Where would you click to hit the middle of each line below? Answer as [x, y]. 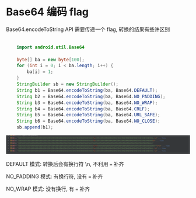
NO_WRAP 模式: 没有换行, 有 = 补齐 [48, 189]
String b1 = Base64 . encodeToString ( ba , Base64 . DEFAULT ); [87, 90]
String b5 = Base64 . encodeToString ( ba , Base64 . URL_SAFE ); [88, 115]
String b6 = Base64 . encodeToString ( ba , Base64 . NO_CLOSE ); [88, 121]
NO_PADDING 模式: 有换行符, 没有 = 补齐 [55, 176]
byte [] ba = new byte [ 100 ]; [50, 60]
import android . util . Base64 [50, 47]
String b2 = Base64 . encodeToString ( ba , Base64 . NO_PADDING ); [91, 96]
